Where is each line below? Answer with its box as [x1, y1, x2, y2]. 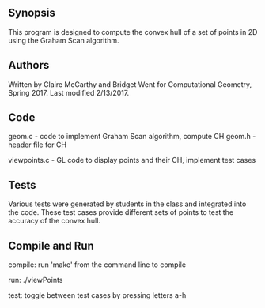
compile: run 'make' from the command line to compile [8, 260, 187, 269]
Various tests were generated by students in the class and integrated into [8, 199, 247, 208]
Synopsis [8, 6, 55, 20]
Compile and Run [8, 239, 95, 252]
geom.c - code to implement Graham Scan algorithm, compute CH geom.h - [8, 132, 256, 141]
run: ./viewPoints [8, 276, 63, 285]
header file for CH [8, 140, 67, 149]
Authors [8, 58, 50, 72]
